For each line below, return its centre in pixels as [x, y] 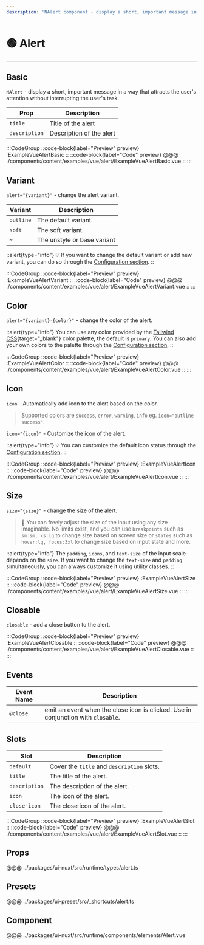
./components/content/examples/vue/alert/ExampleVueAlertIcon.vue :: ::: [98, 476]
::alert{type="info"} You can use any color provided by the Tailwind [90, 332]
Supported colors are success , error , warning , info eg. [89, 415]
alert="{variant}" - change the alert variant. [63, 195]
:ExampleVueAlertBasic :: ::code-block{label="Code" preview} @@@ [93, 155]
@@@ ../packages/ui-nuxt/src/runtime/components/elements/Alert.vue [96, 935]
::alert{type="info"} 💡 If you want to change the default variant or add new [99, 255]
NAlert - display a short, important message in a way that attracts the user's [101, 92]
